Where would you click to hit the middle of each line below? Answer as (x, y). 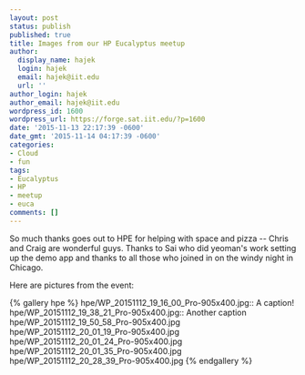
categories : (32, 145)
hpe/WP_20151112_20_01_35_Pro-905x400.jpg (96, 350)
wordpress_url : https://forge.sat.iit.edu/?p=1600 (107, 119)
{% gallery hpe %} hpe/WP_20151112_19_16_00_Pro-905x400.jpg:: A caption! (152, 302)
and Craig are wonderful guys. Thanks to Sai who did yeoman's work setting (153, 248)
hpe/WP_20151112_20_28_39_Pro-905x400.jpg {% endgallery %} (131, 360)
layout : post (34, 18)
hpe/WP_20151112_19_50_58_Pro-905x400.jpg (95, 322)
